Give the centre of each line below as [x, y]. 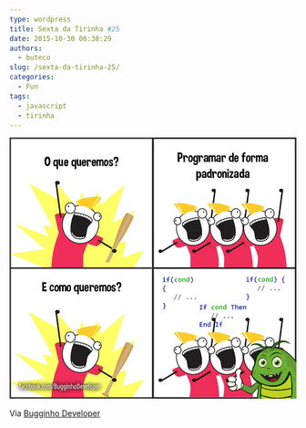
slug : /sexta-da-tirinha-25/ [65, 68]
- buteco [34, 58]
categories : [32, 78]
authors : [26, 48]
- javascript [42, 106]
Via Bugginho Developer [55, 413]
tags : [20, 96]
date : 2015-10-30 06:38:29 [61, 38]
